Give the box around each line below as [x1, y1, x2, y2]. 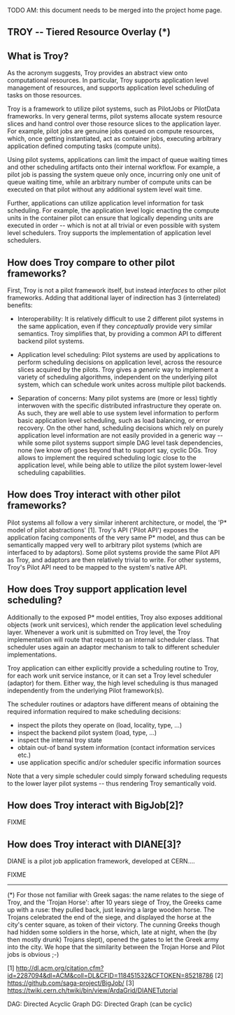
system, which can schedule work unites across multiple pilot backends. [17, 380, 227, 389]
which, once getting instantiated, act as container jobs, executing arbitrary [7, 135, 222, 143]
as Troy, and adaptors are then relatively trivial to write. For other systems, [7, 556, 222, 564]
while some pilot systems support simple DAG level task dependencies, [17, 438, 223, 448]
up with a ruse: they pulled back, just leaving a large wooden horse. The [7, 906, 215, 914]
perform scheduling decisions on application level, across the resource [17, 358, 222, 367]
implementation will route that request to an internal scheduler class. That [7, 635, 219, 644]
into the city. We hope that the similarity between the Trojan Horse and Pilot [7, 943, 225, 951]
